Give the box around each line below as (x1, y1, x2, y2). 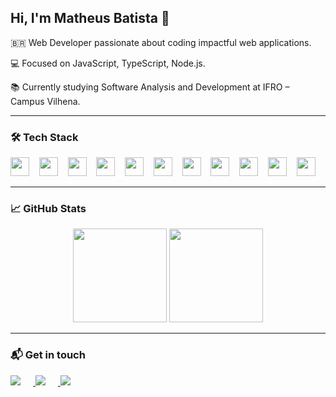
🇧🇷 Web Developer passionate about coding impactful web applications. (10, 36, 312, 48)
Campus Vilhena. (10, 95, 81, 107)
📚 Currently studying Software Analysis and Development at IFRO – (10, 81, 290, 93)
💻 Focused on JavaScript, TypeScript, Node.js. (10, 57, 206, 69)
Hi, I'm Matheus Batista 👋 (10, 10, 170, 27)
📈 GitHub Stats (10, 202, 87, 216)
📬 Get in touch (10, 348, 86, 362)
